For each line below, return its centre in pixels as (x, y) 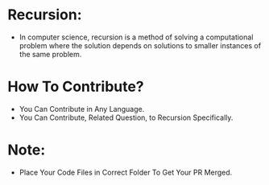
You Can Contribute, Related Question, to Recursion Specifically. (126, 117)
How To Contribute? (76, 87)
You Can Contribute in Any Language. (82, 109)
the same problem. (50, 54)
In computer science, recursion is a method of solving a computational (136, 37)
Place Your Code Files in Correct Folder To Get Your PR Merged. (126, 172)
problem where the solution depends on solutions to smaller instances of (140, 45)
